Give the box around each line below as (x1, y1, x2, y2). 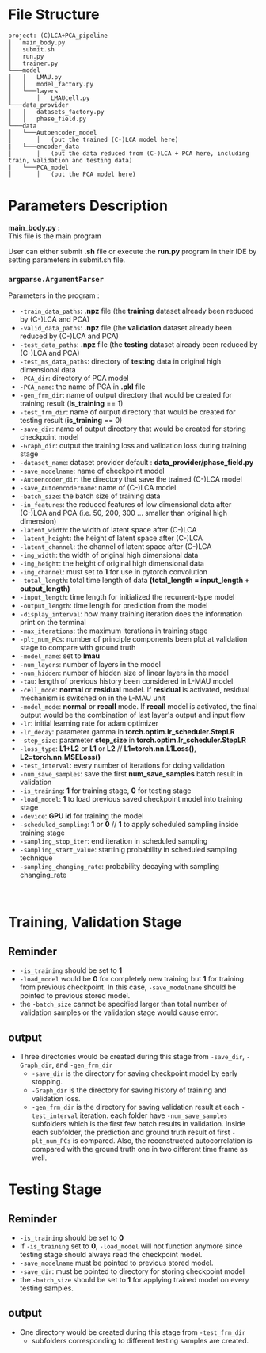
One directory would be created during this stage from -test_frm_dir (19, 1327, 246, 1336)
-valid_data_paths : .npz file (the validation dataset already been (19, 323, 232, 333)
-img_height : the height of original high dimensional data (19, 558, 204, 568)
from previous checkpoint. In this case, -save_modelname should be (19, 982, 237, 992)
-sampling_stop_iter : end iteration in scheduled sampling (19, 837, 208, 846)
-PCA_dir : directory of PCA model (19, 374, 129, 383)
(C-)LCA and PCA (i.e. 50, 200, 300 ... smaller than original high (19, 509, 228, 518)
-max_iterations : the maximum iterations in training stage (19, 626, 208, 635)
